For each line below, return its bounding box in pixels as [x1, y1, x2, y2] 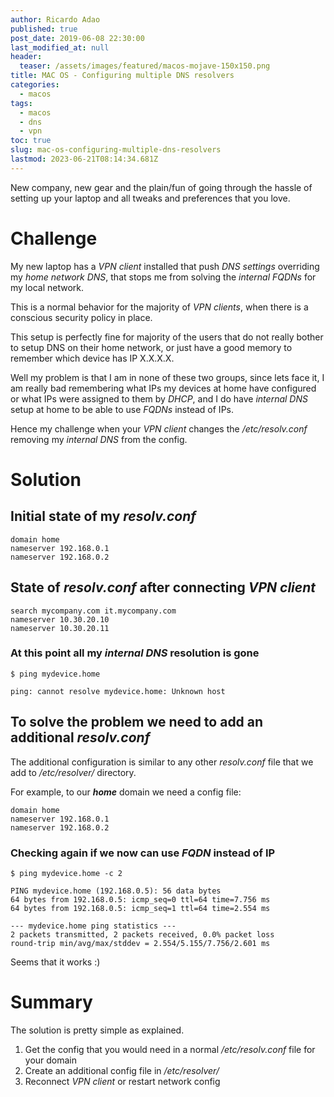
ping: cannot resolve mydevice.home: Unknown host [10, 686, 226, 696]
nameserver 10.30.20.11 [10, 623, 110, 633]
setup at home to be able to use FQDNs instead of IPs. [10, 403, 234, 415]
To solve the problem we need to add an [10, 714, 264, 731]
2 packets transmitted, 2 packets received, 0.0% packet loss [10, 929, 275, 940]
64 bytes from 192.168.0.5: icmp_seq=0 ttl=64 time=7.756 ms [10, 894, 271, 905]
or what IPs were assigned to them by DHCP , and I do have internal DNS [10, 392, 308, 405]
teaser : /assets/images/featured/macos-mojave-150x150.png [19, 61, 271, 71]
